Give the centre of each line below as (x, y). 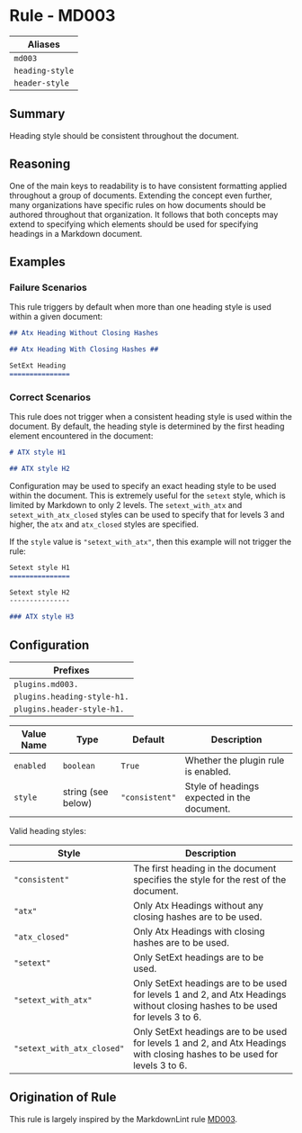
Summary (37, 114)
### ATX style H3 (42, 617)
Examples (37, 262)
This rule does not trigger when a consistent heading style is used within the (151, 417)
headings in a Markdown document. (76, 233)
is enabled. (208, 771)
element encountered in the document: (81, 436)
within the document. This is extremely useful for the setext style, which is (147, 495)
